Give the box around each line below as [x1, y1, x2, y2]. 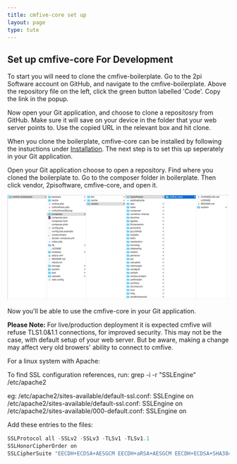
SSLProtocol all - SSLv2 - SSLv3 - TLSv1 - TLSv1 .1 [7, 435, 150, 442]
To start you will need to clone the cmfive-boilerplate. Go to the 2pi [7, 72, 202, 81]
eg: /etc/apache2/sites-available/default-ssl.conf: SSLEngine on [7, 392, 194, 400]
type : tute [7, 26, 39, 33]
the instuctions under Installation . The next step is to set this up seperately [7, 145, 224, 153]
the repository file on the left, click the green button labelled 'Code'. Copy [7, 87, 221, 95]
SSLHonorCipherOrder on [7, 443, 78, 450]
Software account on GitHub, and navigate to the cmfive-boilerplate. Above [7, 80, 227, 88]
